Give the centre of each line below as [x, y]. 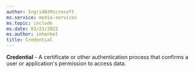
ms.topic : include [29, 23]
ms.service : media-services [42, 17]
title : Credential [29, 40]
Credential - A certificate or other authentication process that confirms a [97, 57]
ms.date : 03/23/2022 [32, 29]
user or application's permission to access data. [66, 63]
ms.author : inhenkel [32, 34]
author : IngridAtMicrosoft [40, 12]
